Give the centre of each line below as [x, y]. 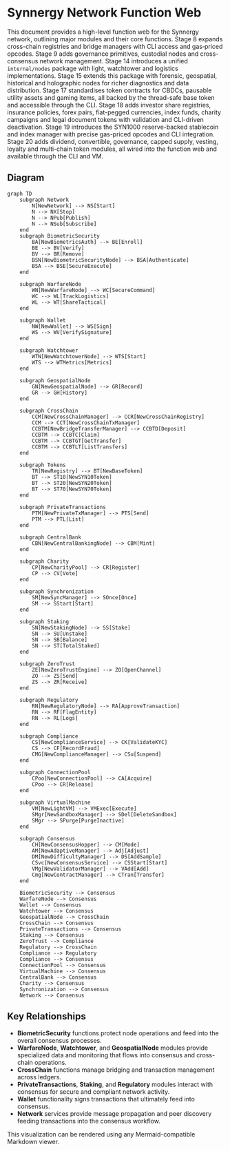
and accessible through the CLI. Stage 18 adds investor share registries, [109, 105]
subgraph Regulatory [49, 700]
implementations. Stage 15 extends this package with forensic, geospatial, [112, 75]
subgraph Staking [44, 621]
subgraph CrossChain [49, 411]
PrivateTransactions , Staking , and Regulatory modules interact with [115, 1084]
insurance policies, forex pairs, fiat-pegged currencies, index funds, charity [114, 112]
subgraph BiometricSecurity [60, 236]
